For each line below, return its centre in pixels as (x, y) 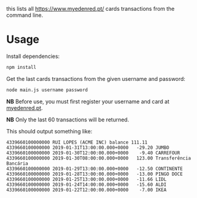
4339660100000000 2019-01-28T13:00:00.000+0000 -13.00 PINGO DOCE (95, 174)
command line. (25, 15)
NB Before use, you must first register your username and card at (88, 101)
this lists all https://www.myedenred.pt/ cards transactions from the (90, 9)
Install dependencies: (33, 56)
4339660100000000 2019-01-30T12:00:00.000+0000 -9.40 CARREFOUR (93, 153)
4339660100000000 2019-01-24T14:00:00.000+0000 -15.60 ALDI (86, 184)
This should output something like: (49, 131)
